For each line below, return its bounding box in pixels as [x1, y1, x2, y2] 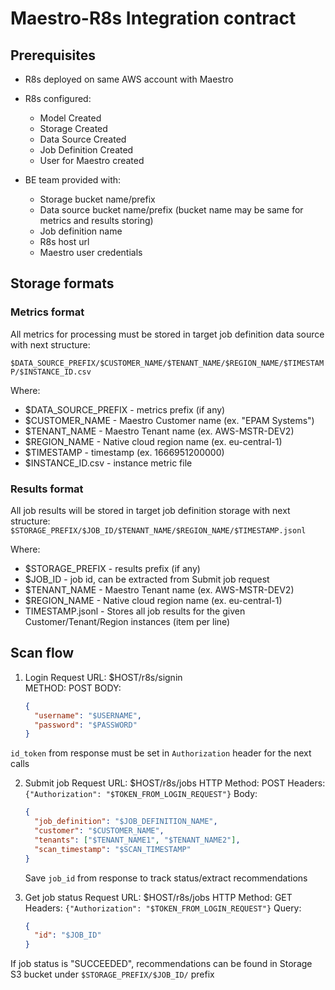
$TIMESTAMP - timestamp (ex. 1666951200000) [24, 446, 225, 458]
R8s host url [39, 236, 90, 247]
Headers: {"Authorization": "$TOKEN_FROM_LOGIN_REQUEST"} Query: [24, 902, 302, 914]
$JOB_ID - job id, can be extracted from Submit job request [24, 573, 270, 585]
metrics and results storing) [39, 215, 154, 226]
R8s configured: [24, 93, 92, 104]
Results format [10, 482, 84, 496]
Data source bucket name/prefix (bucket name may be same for [39, 204, 304, 216]
